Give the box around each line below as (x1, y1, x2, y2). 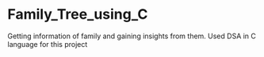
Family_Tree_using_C (7, 5, 148, 23)
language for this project (7, 39, 88, 48)
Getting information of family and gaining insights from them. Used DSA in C (7, 31, 257, 41)
